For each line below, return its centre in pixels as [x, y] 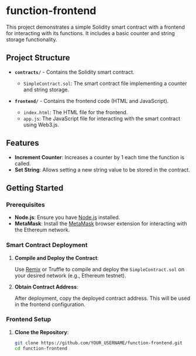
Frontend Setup [29, 319]
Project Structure [38, 58]
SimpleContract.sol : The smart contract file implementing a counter [105, 83]
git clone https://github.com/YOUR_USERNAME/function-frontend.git [98, 343]
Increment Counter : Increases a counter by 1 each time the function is [99, 157]
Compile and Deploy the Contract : [57, 258]
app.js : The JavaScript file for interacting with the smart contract [102, 118]
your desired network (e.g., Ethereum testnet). [71, 275]
